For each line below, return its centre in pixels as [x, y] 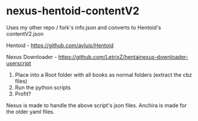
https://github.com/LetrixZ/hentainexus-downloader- [123, 57]
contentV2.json [25, 33]
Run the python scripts [43, 87]
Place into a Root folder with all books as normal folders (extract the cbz [103, 75]
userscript [19, 63]
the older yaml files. [30, 111]
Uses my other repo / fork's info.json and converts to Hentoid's [84, 27]
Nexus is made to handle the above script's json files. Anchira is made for [96, 105]
